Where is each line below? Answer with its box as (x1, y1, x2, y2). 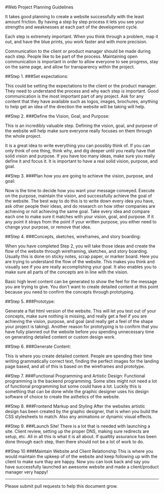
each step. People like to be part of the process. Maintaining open (5, 53, 138, 59)
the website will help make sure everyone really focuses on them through (5, 128, 152, 134)
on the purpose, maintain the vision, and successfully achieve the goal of (5, 193, 152, 198)
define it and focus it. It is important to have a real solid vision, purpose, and (5, 158, 158, 164)
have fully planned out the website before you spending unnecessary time (5, 329, 155, 335)
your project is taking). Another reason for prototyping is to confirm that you (5, 323, 158, 329)
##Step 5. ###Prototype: (5, 298, 55, 304)
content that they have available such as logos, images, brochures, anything (5, 99, 158, 104)
